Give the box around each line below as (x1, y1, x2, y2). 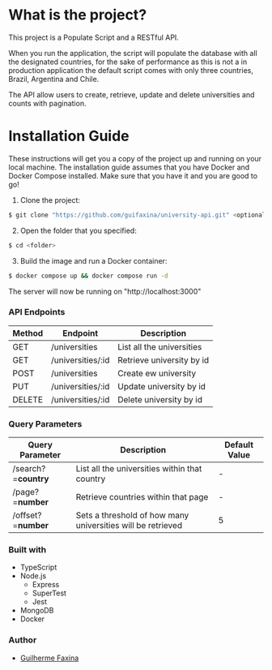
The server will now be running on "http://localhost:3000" (8, 286, 202, 296)
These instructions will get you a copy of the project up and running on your (8, 153, 261, 163)
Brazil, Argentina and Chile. (8, 74, 100, 84)
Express (32, 580, 60, 590)
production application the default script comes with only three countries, (8, 65, 253, 75)
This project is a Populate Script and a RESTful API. (8, 32, 180, 42)
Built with (8, 544, 47, 556)
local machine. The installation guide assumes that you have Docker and (8, 162, 250, 172)
